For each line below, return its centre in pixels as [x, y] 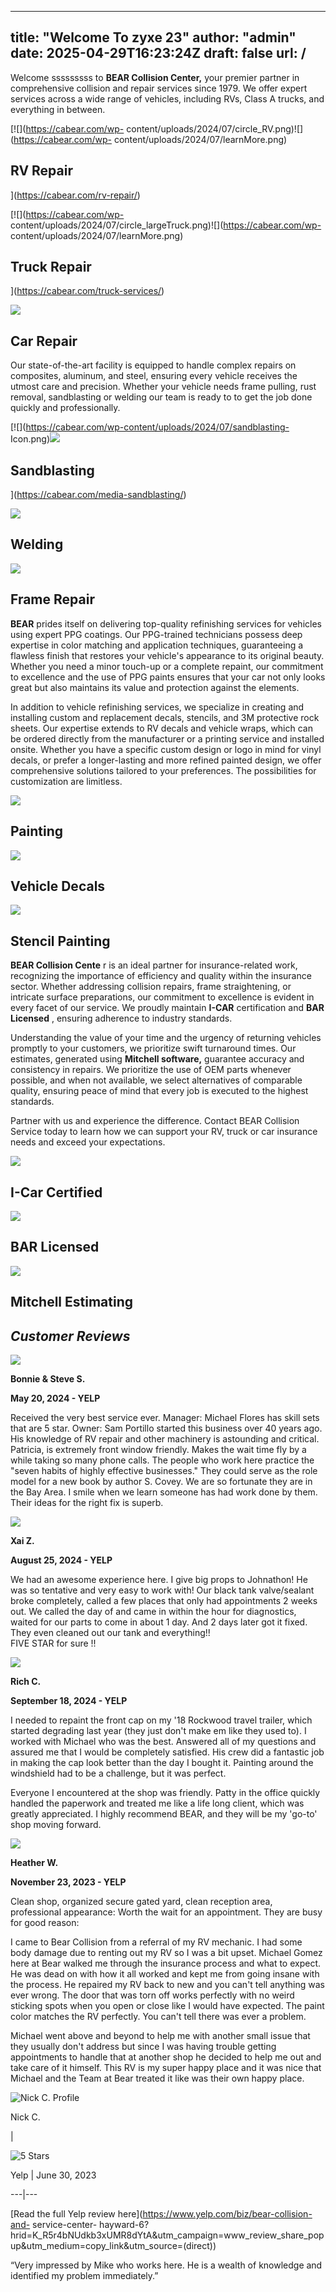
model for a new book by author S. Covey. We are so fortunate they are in [161, 1481]
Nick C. [25, 2117]
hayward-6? [124, 2224]
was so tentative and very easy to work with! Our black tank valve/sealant [162, 1590]
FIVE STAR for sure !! [53, 1643]
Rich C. [26, 1681]
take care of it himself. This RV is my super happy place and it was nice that [166, 2067]
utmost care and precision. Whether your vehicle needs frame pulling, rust [163, 387]
